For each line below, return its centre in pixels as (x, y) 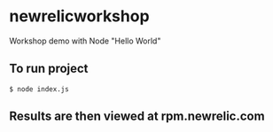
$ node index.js (39, 89)
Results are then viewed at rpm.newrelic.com (137, 116)
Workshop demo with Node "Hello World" (85, 41)
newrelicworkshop (79, 16)
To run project (49, 69)
